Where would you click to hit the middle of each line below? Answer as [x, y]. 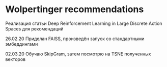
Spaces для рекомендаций [34, 28]
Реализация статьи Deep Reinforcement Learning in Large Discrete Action [84, 23]
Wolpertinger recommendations [75, 9]
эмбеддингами [22, 44]
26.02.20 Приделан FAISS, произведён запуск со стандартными [75, 39]
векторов [16, 59]
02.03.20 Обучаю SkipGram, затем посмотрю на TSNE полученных [78, 54]
